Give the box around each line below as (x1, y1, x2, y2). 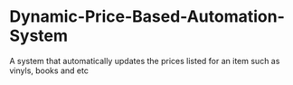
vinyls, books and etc (9, 65, 89, 76)
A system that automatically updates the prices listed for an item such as (9, 55, 280, 66)
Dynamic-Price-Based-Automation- (9, 6, 285, 27)
